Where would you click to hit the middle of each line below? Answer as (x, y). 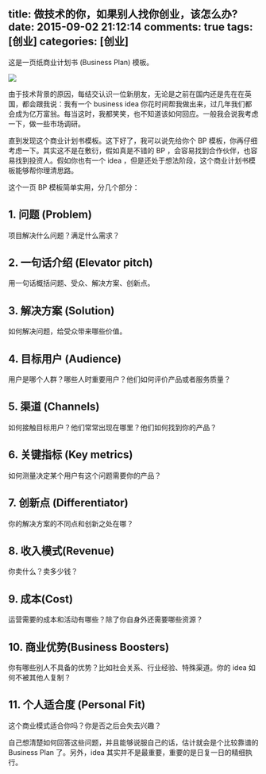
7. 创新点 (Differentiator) (68, 503)
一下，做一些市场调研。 (46, 123)
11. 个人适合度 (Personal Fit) (77, 705)
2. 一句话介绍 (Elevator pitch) (81, 263)
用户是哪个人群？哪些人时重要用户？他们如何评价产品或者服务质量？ (120, 379)
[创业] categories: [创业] (69, 42)
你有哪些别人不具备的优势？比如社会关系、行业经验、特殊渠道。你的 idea (128, 667)
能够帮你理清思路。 (46, 170)
